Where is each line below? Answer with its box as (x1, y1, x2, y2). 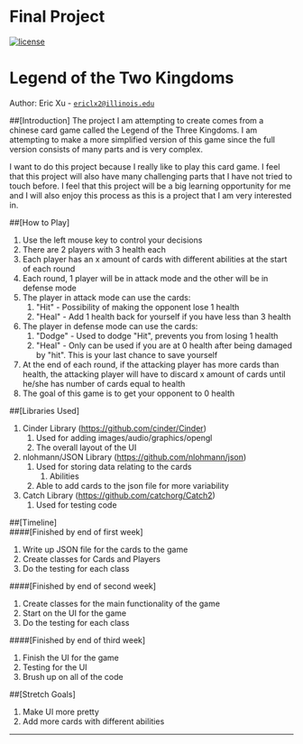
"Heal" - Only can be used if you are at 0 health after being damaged (35, 340, 293, 351)
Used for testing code (35, 499, 117, 510)
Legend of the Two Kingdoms (9, 68, 234, 88)
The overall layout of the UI (35, 442, 137, 453)
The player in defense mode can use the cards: (22, 320, 198, 331)
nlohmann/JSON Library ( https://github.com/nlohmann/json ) (22, 451, 247, 462)
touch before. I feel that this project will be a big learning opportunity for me (9, 180, 291, 191)
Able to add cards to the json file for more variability (35, 480, 230, 491)
